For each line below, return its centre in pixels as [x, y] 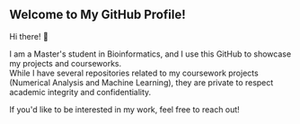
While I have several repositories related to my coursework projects [134, 73]
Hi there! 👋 [29, 36]
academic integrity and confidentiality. [80, 92]
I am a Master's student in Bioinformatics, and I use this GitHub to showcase [150, 54]
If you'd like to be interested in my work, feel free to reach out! [124, 109]
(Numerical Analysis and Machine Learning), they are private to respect [141, 82]
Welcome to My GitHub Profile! [97, 15]
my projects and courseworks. [66, 63]
